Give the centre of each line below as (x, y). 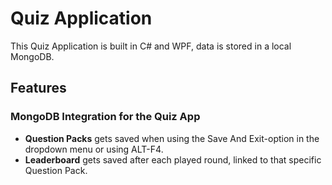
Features (38, 88)
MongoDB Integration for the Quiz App (105, 117)
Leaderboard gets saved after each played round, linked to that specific (173, 159)
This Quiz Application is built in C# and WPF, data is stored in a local (151, 46)
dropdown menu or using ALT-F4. (94, 149)
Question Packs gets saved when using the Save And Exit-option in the (172, 138)
